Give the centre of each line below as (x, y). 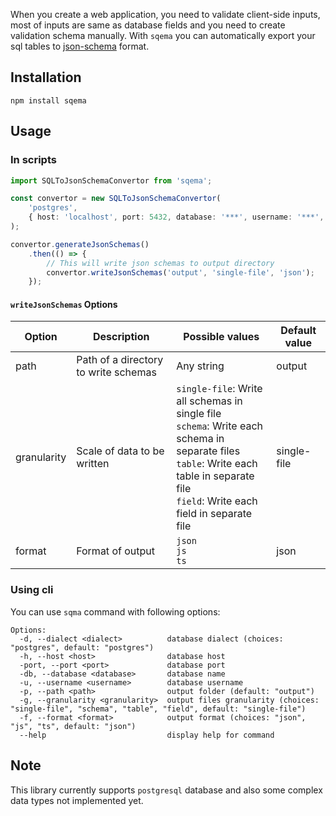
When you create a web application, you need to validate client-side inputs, (165, 14)
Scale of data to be (120, 451)
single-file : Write (219, 389)
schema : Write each (219, 426)
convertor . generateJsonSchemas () (80, 244)
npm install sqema (48, 100)
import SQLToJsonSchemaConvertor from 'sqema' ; (111, 180)
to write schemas (116, 372)
